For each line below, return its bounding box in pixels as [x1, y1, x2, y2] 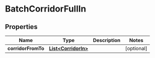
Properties [5, 23, 38, 31]
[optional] [125, 45, 148, 52]
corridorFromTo [7, 45, 45, 52]
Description [93, 37, 121, 43]
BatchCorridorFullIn [5, 3, 86, 14]
